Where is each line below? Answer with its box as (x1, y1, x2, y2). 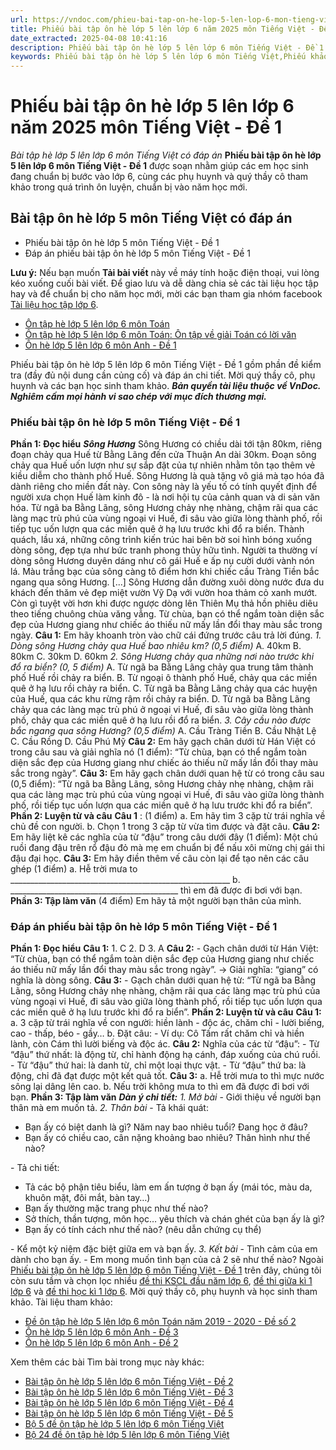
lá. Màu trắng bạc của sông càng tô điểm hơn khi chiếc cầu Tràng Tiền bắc (10, 566, 320, 578)
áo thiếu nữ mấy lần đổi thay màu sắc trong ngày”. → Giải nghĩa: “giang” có (10, 964, 319, 976)
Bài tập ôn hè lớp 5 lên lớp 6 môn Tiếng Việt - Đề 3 (24, 1386, 234, 1398)
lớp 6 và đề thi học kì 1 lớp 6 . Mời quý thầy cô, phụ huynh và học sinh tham (10, 1286, 318, 1298)
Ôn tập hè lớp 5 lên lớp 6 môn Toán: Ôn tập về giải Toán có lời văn (24, 328, 297, 340)
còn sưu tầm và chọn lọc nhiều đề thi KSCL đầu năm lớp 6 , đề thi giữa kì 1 (10, 1275, 313, 1287)
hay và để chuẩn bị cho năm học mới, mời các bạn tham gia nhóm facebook (10, 287, 323, 300)
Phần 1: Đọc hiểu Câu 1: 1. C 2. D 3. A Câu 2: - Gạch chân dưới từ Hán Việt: (10, 942, 319, 955)
